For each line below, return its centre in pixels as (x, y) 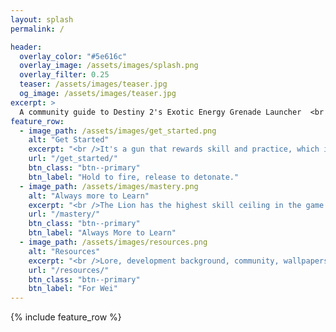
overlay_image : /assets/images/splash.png (109, 66)
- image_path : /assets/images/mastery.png (109, 186)
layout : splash (42, 19)
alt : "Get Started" (69, 140)
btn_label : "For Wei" (73, 289)
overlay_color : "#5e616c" (73, 56)
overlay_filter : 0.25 (64, 75)
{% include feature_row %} (66, 317)
